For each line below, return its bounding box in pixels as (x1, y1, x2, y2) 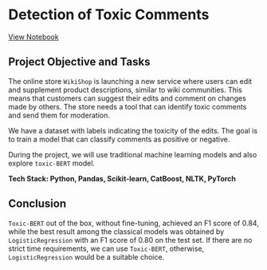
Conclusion (8, 197, 67, 211)
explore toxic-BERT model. (8, 158, 96, 168)
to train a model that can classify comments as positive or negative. (8, 134, 230, 144)
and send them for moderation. (8, 110, 110, 120)
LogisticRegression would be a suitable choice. (8, 252, 165, 261)
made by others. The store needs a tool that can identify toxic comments (8, 101, 247, 111)
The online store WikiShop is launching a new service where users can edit (8, 76, 253, 85)
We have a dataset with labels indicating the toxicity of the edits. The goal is (8, 125, 257, 135)
